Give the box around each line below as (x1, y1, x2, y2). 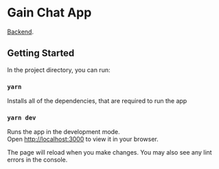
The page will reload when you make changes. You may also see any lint (7, 148, 212, 157)
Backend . (7, 27, 34, 36)
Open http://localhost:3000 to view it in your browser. (7, 135, 159, 144)
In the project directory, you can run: (7, 65, 111, 74)
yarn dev (7, 113, 36, 122)
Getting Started (7, 47, 75, 59)
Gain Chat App (7, 5, 92, 21)
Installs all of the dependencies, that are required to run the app (7, 97, 187, 105)
